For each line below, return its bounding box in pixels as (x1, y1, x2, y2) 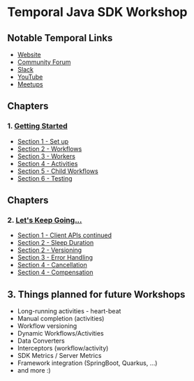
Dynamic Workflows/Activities (17, 329, 104, 338)
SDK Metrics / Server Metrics (17, 352, 102, 360)
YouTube (17, 73, 43, 81)
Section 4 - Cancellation (17, 261, 87, 269)
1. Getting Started (7, 121, 68, 131)
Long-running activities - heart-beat (17, 307, 121, 315)
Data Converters (17, 336, 65, 345)
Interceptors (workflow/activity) (17, 344, 109, 352)
